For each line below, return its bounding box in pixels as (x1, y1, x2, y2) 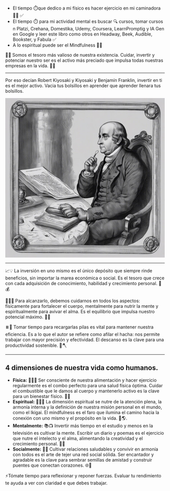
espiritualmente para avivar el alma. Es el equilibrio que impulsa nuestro (5, 309, 155, 314)
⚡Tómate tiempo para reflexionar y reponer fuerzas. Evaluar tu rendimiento (5, 472, 161, 478)
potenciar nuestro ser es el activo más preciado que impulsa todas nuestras (5, 57, 163, 63)
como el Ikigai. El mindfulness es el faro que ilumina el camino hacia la (12, 409, 159, 415)
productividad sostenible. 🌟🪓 (5, 342, 67, 348)
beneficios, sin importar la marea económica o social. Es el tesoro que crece (5, 275, 164, 281)
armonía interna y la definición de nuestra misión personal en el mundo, (12, 404, 162, 410)
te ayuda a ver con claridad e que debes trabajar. (5, 480, 108, 486)
